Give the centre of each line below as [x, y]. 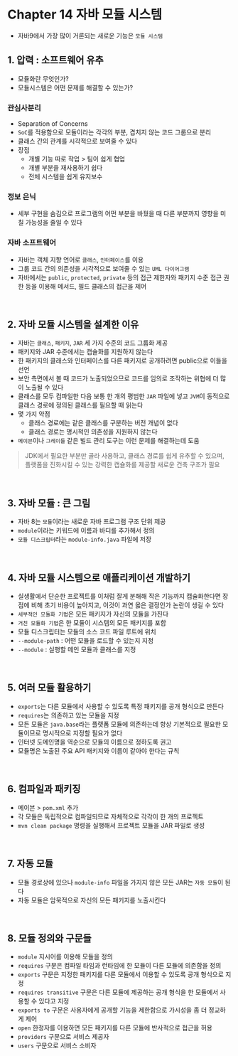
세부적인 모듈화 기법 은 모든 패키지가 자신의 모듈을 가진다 [93, 614]
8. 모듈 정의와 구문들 [50, 938]
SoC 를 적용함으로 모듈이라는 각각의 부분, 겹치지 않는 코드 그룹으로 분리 [114, 132]
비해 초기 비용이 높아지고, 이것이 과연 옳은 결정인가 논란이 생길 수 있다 [128, 605]
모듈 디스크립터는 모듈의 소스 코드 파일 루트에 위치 [87, 632]
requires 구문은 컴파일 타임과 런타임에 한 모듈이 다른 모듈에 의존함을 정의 [119, 966]
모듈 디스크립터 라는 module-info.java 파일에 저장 [85, 539]
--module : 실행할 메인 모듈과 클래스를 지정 [77, 650]
